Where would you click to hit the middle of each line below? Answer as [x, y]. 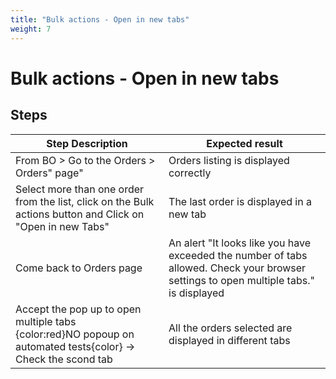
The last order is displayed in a [240, 201]
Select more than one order [80, 189]
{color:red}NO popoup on [75, 334]
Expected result [244, 143]
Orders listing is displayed [229, 160]
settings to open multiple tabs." [241, 280]
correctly [190, 173]
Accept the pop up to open [78, 309]
